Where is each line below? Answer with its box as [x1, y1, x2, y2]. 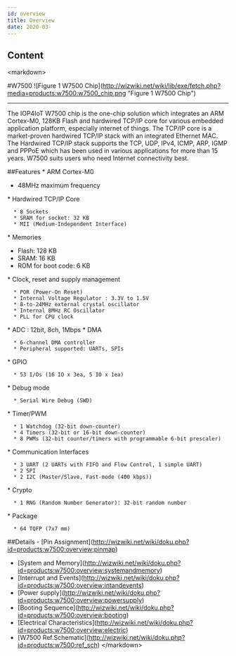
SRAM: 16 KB [17, 254, 55, 263]
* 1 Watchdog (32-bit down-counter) [13, 423, 121, 431]
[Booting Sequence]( [17, 603, 79, 612]
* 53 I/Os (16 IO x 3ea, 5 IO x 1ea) [13, 372, 124, 379]
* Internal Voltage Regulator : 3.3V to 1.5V [13, 295, 150, 302]
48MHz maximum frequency [17, 181, 100, 190]
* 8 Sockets [13, 209, 49, 216]
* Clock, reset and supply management [7, 275, 121, 284]
